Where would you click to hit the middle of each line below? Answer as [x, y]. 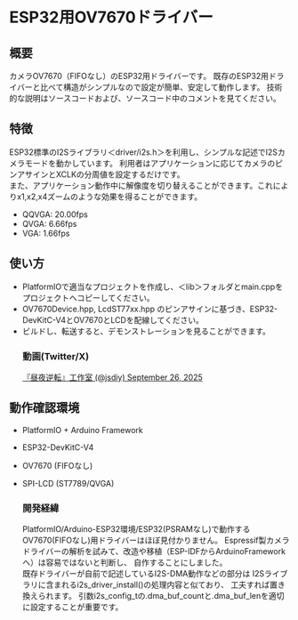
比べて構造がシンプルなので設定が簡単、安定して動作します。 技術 [161, 87]
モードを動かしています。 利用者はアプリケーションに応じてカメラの [150, 163]
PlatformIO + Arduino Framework [83, 430]
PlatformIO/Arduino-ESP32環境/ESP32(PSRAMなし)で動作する [136, 529]
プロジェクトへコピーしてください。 [88, 297]
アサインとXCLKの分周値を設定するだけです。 [101, 174]
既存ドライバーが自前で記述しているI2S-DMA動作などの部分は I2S [143, 574]
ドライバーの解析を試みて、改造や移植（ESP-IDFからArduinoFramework [154, 552]
